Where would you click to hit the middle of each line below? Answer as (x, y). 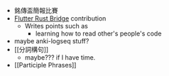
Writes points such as (56, 26)
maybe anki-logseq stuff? (51, 41)
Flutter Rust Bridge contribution (60, 18)
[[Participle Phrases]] (45, 65)
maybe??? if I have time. (60, 58)
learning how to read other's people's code (98, 33)
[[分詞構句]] (31, 49)
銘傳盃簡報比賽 (36, 10)
